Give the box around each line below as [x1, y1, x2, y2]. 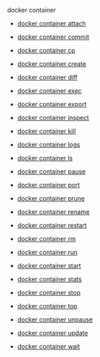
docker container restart [17, 222, 87, 229]
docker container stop [17, 288, 81, 297]
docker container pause [17, 167, 86, 176]
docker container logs [17, 140, 81, 149]
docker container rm [17, 235, 76, 242]
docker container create [17, 60, 87, 68]
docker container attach [17, 19, 86, 27]
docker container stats [17, 275, 82, 283]
